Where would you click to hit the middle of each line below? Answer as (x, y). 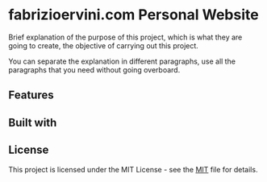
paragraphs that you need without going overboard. (94, 69)
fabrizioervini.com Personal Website (134, 15)
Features (31, 95)
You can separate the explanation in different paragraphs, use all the (122, 61)
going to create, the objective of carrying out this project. (104, 45)
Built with (33, 122)
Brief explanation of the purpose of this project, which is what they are (125, 37)
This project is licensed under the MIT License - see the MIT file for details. (133, 169)
